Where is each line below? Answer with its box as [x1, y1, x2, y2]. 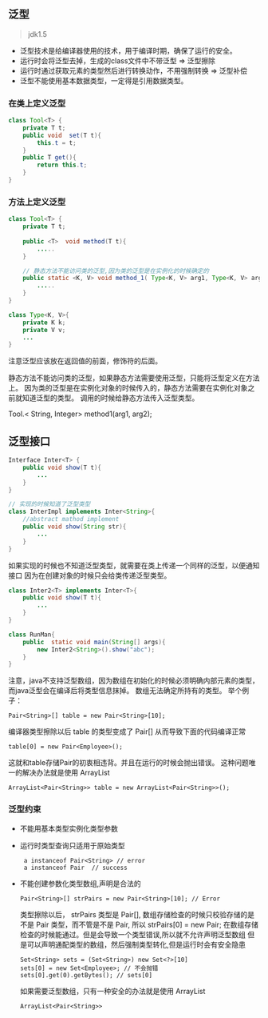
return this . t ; [37, 161, 88, 170]
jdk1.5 [27, 29, 48, 38]
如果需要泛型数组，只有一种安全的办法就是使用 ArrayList [19, 986, 206, 996]
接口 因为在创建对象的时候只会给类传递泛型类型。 [8, 571, 171, 580]
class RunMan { [8, 631, 56, 639]
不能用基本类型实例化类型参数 [19, 824, 118, 833]
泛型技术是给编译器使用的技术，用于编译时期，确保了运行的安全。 [19, 46, 237, 55]
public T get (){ [22, 154, 77, 162]
